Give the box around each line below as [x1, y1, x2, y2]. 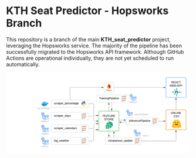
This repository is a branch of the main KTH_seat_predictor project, [6, 36, 171, 43]
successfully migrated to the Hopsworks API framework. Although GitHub [6, 48, 184, 55]
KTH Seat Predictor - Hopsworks [6, 4, 169, 18]
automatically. [6, 60, 40, 68]
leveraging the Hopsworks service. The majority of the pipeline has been [6, 42, 182, 49]
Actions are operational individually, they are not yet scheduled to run [6, 54, 174, 61]
